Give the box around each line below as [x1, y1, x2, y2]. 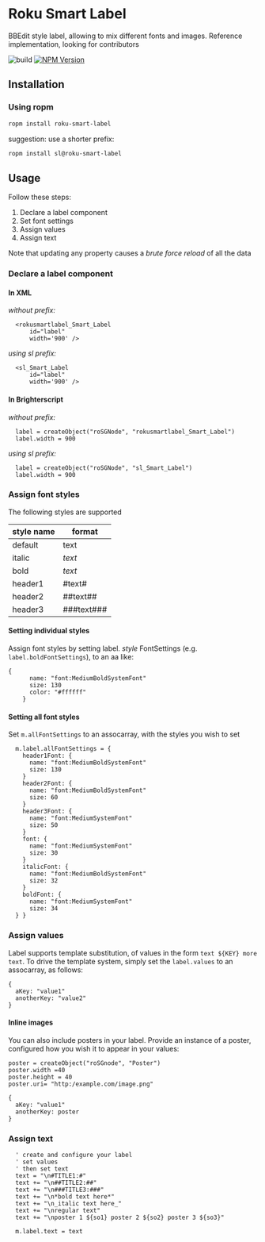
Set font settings [19, 216, 74, 226]
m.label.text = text [15, 1228, 83, 1236]
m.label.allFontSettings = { [15, 745, 112, 753]
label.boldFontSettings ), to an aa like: [8, 652, 134, 662]
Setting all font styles [8, 712, 81, 721]
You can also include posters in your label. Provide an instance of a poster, [8, 1035, 252, 1044]
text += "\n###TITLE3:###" [15, 1186, 104, 1194]
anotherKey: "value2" [15, 994, 87, 1002]
